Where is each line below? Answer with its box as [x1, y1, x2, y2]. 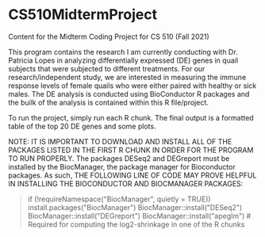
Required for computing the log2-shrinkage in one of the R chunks [27, 220, 245, 229]
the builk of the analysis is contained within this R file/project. [8, 97, 209, 107]
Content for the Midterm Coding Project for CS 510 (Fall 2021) [8, 32, 210, 41]
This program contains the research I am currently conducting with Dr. [8, 47, 238, 56]
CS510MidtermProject [8, 6, 158, 24]
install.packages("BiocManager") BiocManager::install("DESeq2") [27, 202, 243, 212]
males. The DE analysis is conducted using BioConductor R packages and [8, 89, 250, 98]
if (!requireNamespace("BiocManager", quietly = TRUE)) [27, 194, 212, 204]
